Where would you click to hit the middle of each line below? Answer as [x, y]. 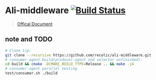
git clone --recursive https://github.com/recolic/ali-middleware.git [78, 55]
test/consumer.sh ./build [31, 73]
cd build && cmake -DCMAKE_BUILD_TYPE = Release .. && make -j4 [69, 64]
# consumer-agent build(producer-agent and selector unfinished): [74, 60]
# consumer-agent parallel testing [41, 69]
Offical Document [35, 24]
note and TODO [29, 39]
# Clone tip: [18, 50]
